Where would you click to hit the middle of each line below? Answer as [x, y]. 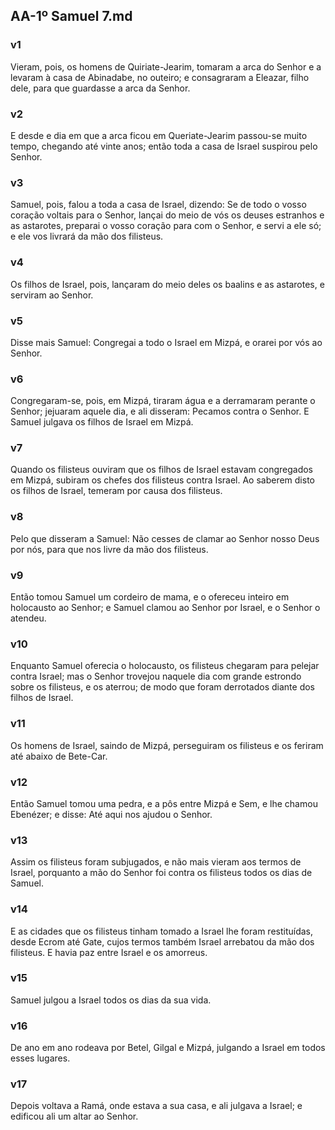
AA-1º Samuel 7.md [71, 16]
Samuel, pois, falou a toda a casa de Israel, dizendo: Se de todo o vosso [158, 205]
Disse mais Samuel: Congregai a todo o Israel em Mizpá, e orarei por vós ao [166, 342]
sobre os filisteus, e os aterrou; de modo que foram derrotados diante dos [162, 687]
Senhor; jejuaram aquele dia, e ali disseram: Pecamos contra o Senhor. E [160, 411]
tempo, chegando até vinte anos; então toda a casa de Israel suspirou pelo [164, 146]
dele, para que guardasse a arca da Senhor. [100, 88]
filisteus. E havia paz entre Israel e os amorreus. [109, 952]
